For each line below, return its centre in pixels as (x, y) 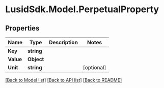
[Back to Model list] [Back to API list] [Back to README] (64, 80)
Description (63, 42)
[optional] (94, 67)
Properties (22, 28)
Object (36, 59)
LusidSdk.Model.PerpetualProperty (82, 9)
